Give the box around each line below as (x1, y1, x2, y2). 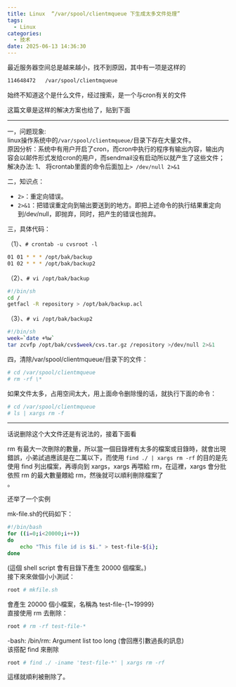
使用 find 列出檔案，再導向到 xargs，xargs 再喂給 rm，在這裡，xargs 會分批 (7, 462, 227, 471)
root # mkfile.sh (7, 586, 58, 594)
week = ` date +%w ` (7, 335, 55, 342)
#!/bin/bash (7, 524, 42, 531)
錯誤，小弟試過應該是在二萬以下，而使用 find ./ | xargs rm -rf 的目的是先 (7, 454, 228, 462)
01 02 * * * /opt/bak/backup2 (7, 260, 96, 267)
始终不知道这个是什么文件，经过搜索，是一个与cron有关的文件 (7, 91, 187, 99)
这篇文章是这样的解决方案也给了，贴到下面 (7, 105, 131, 114)
